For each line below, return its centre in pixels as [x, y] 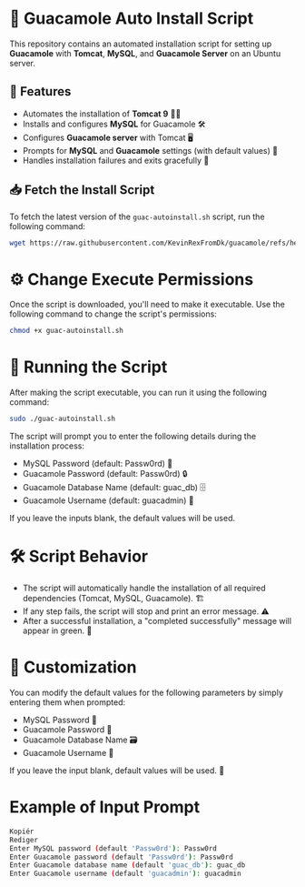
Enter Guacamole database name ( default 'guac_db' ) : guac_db [128, 865]
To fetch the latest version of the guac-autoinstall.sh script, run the [137, 217]
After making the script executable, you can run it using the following [138, 393]
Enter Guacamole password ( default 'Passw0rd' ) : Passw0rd [121, 857]
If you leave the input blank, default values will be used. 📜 [117, 770]
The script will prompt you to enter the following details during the [133, 437]
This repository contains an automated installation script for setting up [141, 44]
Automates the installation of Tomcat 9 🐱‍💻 [102, 114]
